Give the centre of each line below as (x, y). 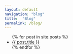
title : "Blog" (20, 18)
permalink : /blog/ (23, 23)
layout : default (21, 9)
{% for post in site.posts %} (40, 37)
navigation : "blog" (25, 14)
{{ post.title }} (26, 42)
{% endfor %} (26, 47)
